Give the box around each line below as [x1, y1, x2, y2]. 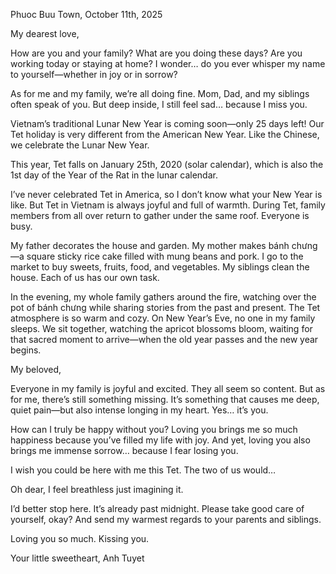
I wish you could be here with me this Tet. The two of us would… [10, 464, 277, 476]
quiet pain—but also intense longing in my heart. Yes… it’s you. [10, 404, 269, 416]
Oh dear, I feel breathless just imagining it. [10, 484, 184, 495]
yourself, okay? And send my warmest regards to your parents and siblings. [10, 514, 322, 525]
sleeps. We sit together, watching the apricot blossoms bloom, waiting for [10, 323, 313, 334]
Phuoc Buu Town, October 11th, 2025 [10, 9, 163, 20]
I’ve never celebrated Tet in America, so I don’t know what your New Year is [10, 189, 323, 200]
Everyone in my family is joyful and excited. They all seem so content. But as [10, 383, 326, 394]
